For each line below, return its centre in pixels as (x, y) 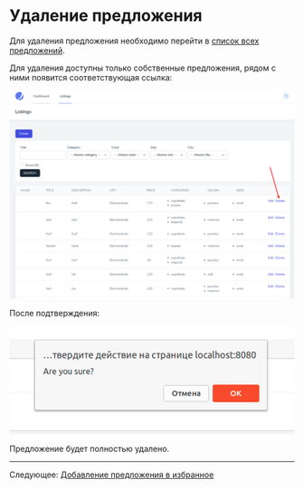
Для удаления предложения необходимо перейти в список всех (134, 41)
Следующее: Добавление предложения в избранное (112, 475)
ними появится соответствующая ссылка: (91, 77)
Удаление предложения (106, 16)
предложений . (37, 50)
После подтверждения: (55, 313)
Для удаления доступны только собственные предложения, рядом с (142, 68)
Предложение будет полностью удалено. (90, 449)
